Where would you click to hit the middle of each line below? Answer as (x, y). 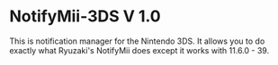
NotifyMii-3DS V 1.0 (85, 16)
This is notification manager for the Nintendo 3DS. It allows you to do (137, 41)
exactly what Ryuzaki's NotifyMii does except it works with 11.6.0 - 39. (139, 50)
